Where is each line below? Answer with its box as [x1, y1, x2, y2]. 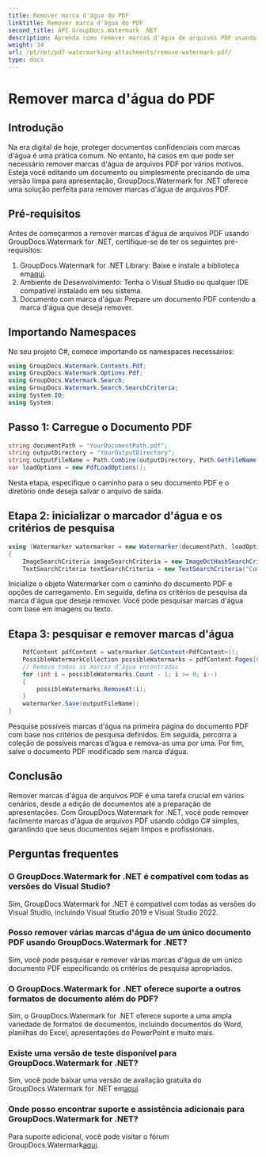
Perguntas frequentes [8, 847, 119, 861]
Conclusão [8, 770, 63, 783]
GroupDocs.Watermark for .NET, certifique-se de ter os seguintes [8, 237, 223, 246]
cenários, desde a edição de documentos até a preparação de [8, 799, 211, 809]
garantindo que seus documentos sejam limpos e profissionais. [8, 824, 215, 834]
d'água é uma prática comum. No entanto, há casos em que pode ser [8, 150, 235, 160]
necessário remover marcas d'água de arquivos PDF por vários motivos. [8, 159, 244, 169]
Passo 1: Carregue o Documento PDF [8, 421, 192, 434]
